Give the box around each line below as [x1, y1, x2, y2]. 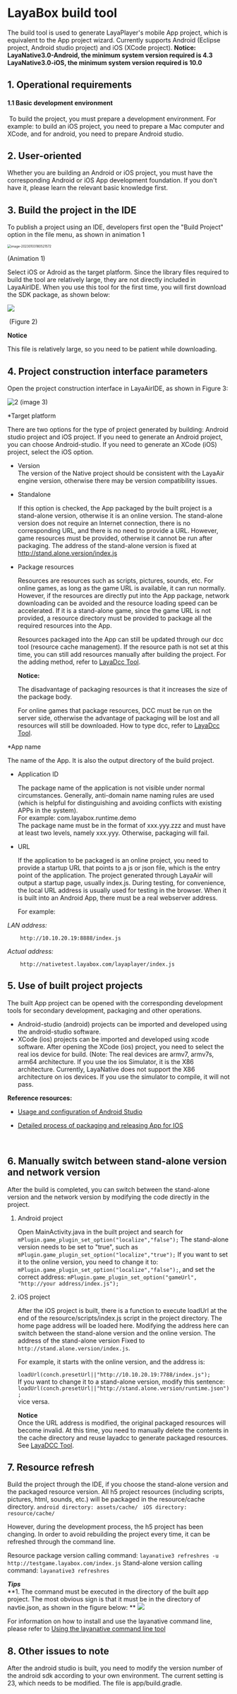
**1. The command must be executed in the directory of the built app [7, 1587, 209, 1596]
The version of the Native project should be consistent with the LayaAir [17, 469, 224, 477]
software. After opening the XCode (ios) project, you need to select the [17, 1042, 224, 1051]
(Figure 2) [8, 317, 38, 326]
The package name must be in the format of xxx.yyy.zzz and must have [17, 821, 226, 829]
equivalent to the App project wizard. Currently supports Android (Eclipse [7, 35, 221, 44]
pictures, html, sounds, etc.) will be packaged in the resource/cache [7, 1495, 205, 1504]
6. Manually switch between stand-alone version [7, 1155, 227, 1167]
